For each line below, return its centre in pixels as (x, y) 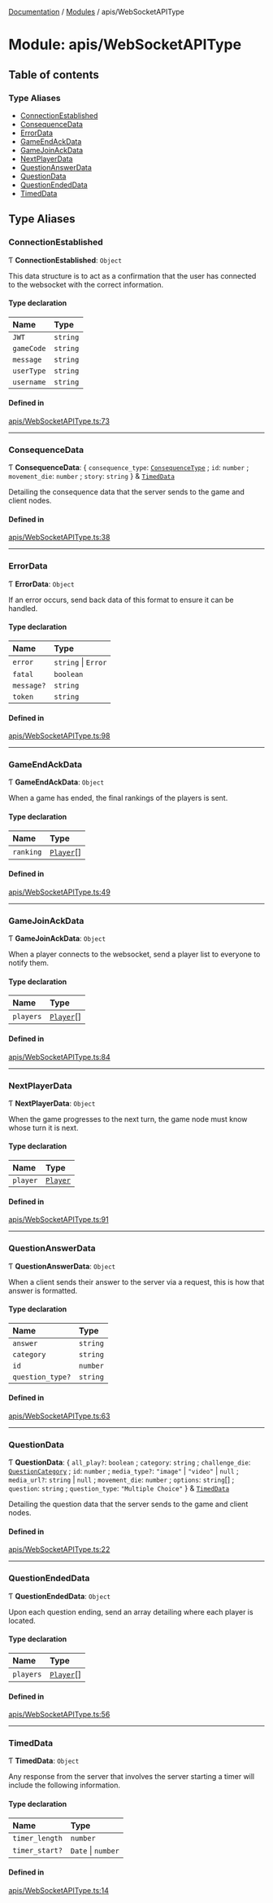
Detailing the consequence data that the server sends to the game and (127, 492)
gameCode (29, 348)
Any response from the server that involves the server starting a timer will (132, 1777)
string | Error (80, 661)
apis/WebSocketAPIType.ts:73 (59, 421)
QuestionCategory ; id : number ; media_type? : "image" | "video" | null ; (123, 1471)
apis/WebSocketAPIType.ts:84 (60, 1057)
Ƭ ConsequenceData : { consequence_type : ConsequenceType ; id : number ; (129, 468)
